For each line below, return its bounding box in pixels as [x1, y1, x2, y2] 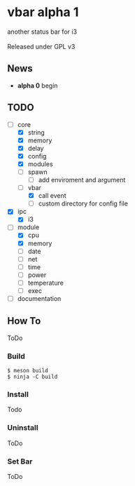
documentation [17, 294, 62, 302]
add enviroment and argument [38, 176, 126, 184]
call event [38, 191, 66, 200]
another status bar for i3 [7, 27, 78, 36]
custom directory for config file [38, 199, 128, 208]
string [27, 128, 45, 137]
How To [7, 315, 41, 327]
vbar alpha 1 [7, 4, 79, 20]
